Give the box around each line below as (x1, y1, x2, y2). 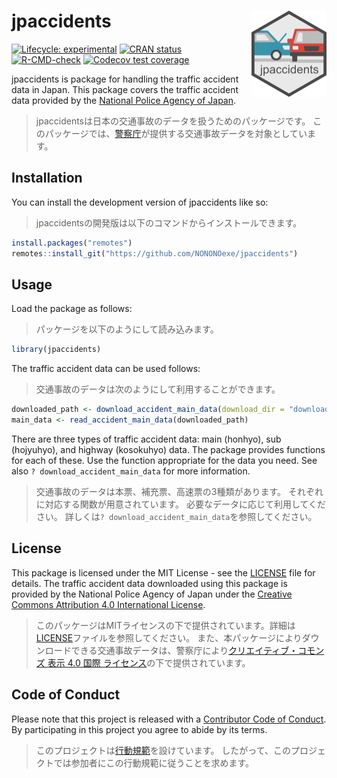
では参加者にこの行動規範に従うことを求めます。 (53, 756, 255, 769)
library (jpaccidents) (11, 345, 102, 355)
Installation (11, 170, 83, 187)
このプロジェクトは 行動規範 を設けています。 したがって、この (35, 744, 291, 756)
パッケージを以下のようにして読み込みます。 (35, 323, 219, 335)
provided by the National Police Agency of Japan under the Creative (11, 588, 293, 600)
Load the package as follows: (11, 303, 133, 315)
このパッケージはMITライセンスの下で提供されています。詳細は (35, 619, 296, 631)
